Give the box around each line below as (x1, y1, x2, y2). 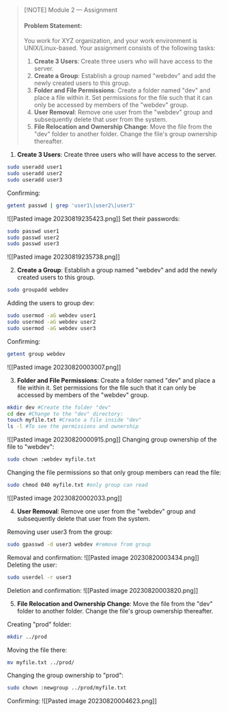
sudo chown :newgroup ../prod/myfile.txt (7, 685, 127, 691)
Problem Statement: (23, 21, 83, 29)
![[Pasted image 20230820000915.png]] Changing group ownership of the (7, 435, 217, 444)
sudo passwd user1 (7, 227, 59, 235)
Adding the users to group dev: (7, 299, 95, 307)
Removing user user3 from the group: (7, 527, 113, 536)
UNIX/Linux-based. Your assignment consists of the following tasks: (23, 44, 216, 52)
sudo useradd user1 (7, 164, 63, 170)
